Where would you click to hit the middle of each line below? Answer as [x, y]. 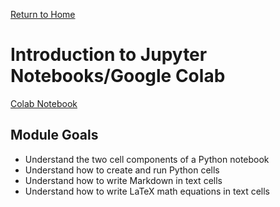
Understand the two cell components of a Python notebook [147, 159]
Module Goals [54, 135]
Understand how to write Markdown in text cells [123, 180]
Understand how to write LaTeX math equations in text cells [147, 191]
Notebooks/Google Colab [118, 76]
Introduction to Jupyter [109, 55]
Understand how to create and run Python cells [122, 170]
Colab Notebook [44, 103]
